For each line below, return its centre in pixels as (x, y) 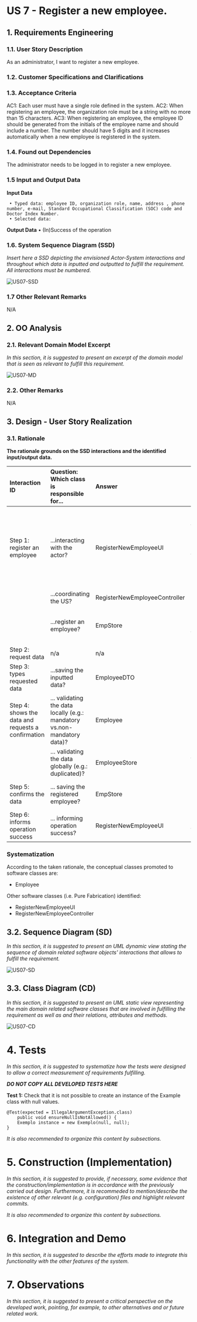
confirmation (27, 735)
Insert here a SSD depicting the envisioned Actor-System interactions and (96, 258)
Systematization (30, 854)
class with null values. (33, 1101)
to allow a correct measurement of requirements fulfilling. (76, 1073)
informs (20, 821)
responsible (67, 493)
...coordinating (70, 594)
